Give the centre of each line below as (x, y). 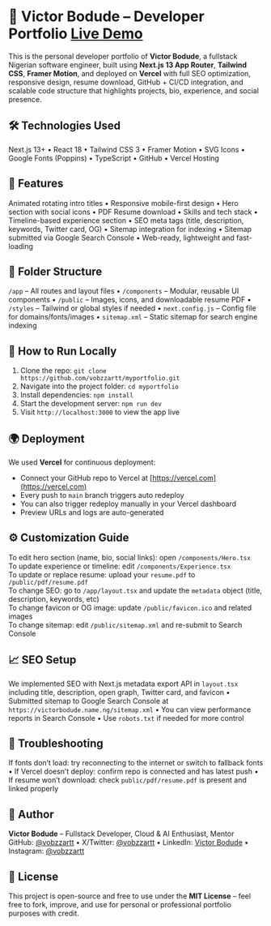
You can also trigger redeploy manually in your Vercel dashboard (128, 504)
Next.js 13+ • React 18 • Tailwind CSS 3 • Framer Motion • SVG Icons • (127, 149)
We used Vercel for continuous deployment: (82, 462)
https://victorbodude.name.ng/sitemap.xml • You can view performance (130, 710)
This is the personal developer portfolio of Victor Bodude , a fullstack (123, 56)
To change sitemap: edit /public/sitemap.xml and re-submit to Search (125, 624)
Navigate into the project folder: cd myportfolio (100, 386)
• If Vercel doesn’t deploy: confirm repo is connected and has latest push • (133, 772)
